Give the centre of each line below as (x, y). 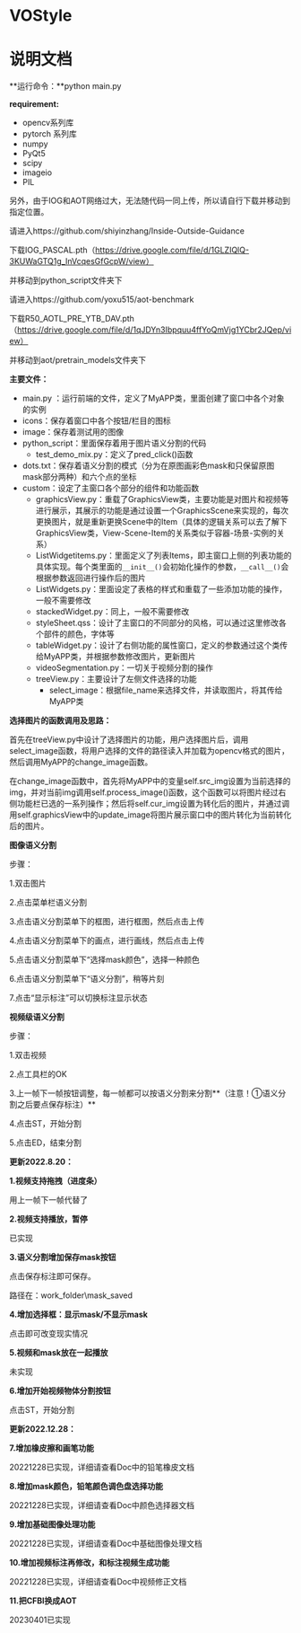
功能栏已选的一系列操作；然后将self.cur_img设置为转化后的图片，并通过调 (153, 804)
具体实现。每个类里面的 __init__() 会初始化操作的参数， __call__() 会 (162, 567)
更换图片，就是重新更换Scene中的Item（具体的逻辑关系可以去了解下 (162, 522)
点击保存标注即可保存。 (52, 1276)
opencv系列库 (48, 123)
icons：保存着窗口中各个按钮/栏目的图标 (97, 421)
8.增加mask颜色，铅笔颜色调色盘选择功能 (86, 1487)
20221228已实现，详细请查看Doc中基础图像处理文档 (106, 1544)
